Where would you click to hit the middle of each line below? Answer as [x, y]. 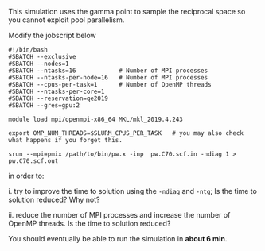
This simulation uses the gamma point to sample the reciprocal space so [127, 12]
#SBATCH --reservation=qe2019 [58, 98]
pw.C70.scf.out [33, 161]
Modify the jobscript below [53, 35]
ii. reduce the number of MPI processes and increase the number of [119, 215]
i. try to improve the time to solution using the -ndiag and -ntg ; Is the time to [132, 191]
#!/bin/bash [28, 50]
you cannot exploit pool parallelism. [66, 20]
